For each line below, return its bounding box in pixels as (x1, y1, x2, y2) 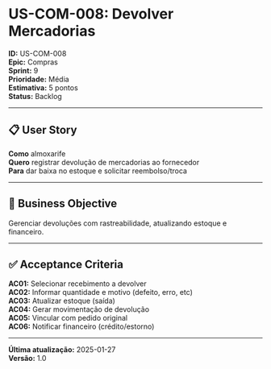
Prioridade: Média (8, 74, 70, 84)
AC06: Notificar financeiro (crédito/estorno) (8, 321, 155, 331)
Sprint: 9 (8, 65, 39, 75)
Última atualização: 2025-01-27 (8, 345, 116, 354)
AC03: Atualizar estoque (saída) (8, 296, 115, 306)
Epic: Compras (8, 57, 58, 67)
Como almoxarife (8, 148, 66, 158)
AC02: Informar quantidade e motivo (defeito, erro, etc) (8, 288, 194, 297)
